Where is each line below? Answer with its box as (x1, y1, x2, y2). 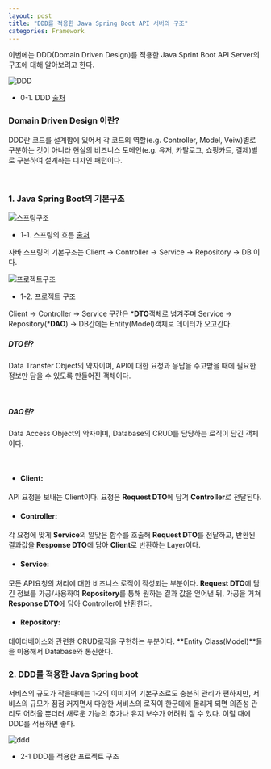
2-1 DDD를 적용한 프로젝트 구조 (19, 752, 119, 762)
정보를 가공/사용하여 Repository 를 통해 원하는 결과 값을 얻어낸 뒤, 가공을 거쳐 (16, 588, 261, 598)
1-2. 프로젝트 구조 (19, 292, 77, 301)
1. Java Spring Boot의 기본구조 (8, 193, 125, 204)
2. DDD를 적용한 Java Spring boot (8, 668, 139, 679)
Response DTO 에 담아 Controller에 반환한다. (8, 599, 152, 608)
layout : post (8, 11, 52, 20)
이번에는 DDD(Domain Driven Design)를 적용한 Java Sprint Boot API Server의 (8, 50, 261, 60)
